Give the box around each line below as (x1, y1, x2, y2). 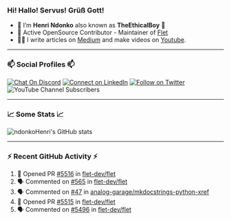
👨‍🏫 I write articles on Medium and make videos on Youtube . (16, 36, 186, 44)
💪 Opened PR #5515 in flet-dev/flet (16, 198, 115, 206)
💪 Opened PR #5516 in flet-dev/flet (16, 170, 115, 178)
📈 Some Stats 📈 (7, 109, 64, 119)
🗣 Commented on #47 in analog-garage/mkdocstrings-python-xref (16, 188, 210, 196)
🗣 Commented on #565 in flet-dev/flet (16, 177, 128, 186)
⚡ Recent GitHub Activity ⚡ (7, 151, 98, 161)
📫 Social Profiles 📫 (7, 60, 75, 69)
